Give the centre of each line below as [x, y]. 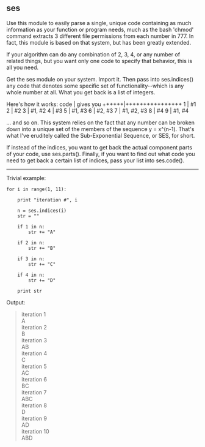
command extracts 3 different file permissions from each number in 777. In [100, 36]
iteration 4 [34, 353]
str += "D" [42, 280]
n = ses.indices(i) [42, 211]
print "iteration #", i [48, 200]
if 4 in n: [31, 275]
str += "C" [42, 264]
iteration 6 [34, 379]
